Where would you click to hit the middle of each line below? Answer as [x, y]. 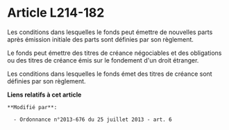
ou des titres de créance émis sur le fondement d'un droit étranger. [103, 60]
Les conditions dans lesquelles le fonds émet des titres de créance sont [110, 74]
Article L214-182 [56, 13]
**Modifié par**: [32, 107]
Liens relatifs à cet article [44, 95]
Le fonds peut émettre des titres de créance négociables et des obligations [114, 53]
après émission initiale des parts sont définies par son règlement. [101, 39]
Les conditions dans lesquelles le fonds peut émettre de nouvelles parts [110, 32]
